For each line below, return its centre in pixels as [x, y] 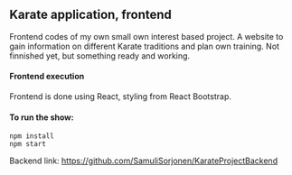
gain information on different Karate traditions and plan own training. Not [145, 46]
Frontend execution [47, 77]
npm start [28, 144]
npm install [32, 136]
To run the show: [42, 117]
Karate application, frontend [90, 15]
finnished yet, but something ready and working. [100, 55]
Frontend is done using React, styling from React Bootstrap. [121, 97]
